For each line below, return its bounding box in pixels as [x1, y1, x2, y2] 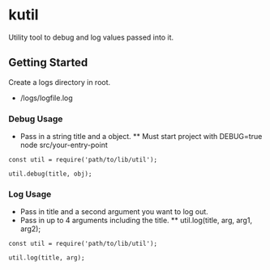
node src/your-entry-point [19, 140, 108, 150]
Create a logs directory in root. [8, 77, 111, 86]
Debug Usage [8, 113, 63, 124]
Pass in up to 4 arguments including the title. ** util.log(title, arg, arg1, [19, 216, 253, 226]
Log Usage [8, 188, 52, 200]
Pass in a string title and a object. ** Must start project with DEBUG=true [19, 132, 263, 141]
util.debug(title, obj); [8, 170, 92, 179]
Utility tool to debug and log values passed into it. [8, 32, 174, 42]
